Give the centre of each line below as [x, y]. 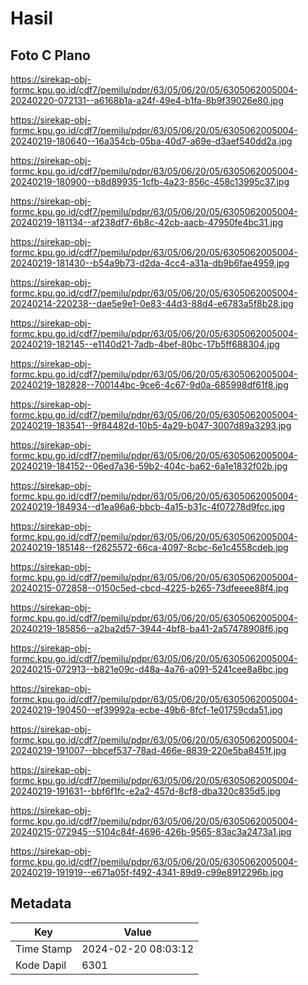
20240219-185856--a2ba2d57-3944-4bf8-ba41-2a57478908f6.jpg [149, 628]
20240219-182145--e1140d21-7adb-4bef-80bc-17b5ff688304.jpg [145, 344]
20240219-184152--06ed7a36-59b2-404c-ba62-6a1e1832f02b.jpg [149, 466]
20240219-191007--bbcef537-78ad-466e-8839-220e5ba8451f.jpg [148, 750]
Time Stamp [44, 949]
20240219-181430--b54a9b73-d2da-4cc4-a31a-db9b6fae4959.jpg [150, 263]
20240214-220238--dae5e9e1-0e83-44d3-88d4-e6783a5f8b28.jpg [152, 303]
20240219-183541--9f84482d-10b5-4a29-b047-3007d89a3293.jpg [151, 425]
